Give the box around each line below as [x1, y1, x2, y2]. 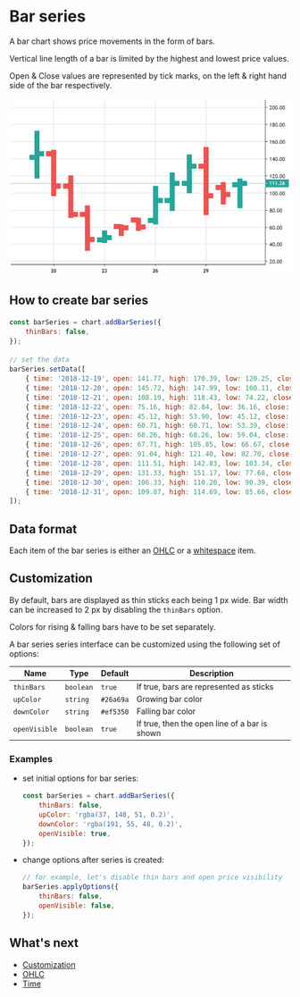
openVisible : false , [38, 901, 115, 910]
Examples [9, 752, 54, 765]
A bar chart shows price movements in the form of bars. [9, 36, 216, 46]
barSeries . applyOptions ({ [21, 883, 119, 892]
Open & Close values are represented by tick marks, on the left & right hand [9, 70, 287, 81]
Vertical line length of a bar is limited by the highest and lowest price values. [9, 53, 290, 63]
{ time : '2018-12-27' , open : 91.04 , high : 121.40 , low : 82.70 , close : [25, 449, 294, 458]
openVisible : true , [38, 829, 112, 838]
